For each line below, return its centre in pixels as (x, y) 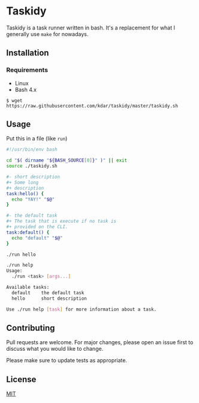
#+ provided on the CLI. (37, 227)
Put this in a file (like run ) (37, 139)
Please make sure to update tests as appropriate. (67, 360)
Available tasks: (28, 287)
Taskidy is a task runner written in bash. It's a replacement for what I (91, 28)
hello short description (49, 298)
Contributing (31, 328)
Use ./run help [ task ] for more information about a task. (82, 309)
